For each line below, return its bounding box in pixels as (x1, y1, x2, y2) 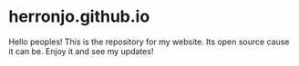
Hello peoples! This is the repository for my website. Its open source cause (8, 36, 290, 47)
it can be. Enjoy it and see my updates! (8, 45, 154, 56)
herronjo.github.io (8, 6, 150, 27)
